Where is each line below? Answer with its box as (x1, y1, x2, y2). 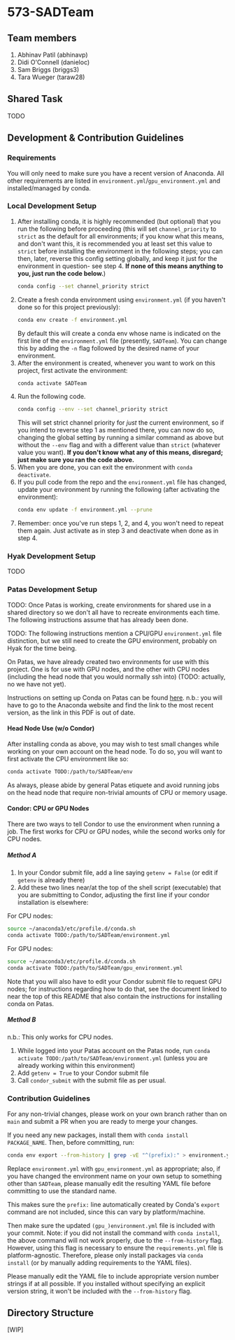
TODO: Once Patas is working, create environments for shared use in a (7, 600, 211, 609)
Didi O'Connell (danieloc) (17, 58, 90, 66)
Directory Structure (7, 1307, 94, 1319)
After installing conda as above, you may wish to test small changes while (7, 740, 220, 748)
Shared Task (7, 93, 63, 105)
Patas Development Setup (7, 585, 98, 595)
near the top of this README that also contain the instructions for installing (7, 992, 222, 1001)
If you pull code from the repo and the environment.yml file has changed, (17, 478, 227, 486)
